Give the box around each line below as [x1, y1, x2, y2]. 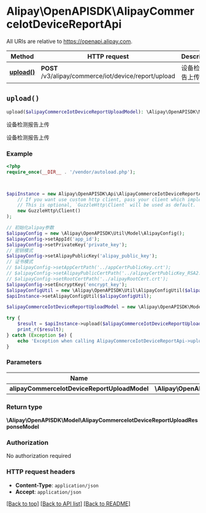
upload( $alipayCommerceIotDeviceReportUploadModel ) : [6, 108, 144, 115]
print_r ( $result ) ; [17, 327, 64, 333]
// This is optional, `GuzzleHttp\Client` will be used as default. [17, 202, 196, 208]
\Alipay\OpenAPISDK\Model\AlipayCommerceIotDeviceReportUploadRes [6, 417, 198, 424]
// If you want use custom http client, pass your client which [17, 196, 185, 203]
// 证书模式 [6, 259, 34, 265]
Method [10, 52, 34, 61]
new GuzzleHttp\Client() [17, 208, 81, 214]
